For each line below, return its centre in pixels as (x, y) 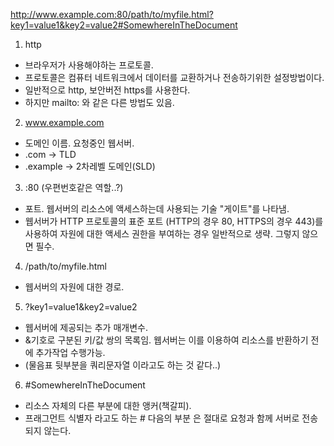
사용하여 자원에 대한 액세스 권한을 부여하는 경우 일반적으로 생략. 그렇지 (162, 233)
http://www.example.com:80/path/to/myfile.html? (112, 14)
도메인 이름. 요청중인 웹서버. (79, 143)
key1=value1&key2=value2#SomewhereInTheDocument (124, 25)
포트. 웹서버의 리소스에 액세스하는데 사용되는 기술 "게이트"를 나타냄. (157, 208)
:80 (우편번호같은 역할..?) (74, 187)
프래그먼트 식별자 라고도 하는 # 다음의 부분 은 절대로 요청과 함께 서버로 (162, 418)
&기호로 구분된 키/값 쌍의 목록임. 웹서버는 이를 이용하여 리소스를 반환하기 (166, 340)
